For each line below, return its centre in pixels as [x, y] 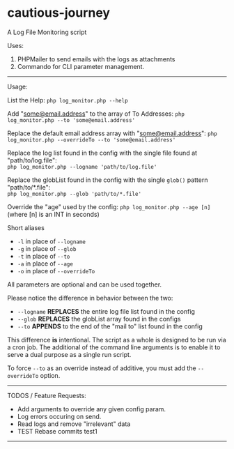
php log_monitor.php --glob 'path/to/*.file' [74, 194]
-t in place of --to [44, 256]
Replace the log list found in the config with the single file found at [102, 153]
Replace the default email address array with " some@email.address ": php [112, 133]
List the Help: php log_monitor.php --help [68, 100]
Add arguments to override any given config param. [91, 409]
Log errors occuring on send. [59, 416]
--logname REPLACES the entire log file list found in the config [106, 311]
